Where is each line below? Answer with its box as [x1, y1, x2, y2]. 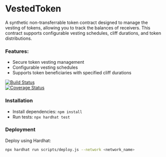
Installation [5, 97, 33, 104]
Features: [5, 48, 29, 55]
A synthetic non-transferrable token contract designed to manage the [5, 19, 148, 25]
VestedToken [5, 3, 61, 14]
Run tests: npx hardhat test [12, 114, 70, 120]
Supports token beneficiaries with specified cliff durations [12, 70, 132, 76]
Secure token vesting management [12, 59, 85, 65]
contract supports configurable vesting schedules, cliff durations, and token [5, 30, 161, 36]
